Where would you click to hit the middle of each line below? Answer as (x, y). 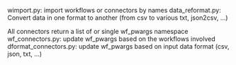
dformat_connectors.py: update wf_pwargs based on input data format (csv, (118, 46)
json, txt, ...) (25, 54)
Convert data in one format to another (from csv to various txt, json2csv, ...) (118, 18)
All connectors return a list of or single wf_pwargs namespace (98, 31)
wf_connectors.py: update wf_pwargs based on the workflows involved (111, 39)
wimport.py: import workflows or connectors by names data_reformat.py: (114, 10)
